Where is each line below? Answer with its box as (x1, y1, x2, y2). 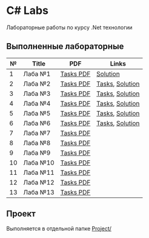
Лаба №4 (23, 99, 51, 107)
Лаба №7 (23, 129, 51, 137)
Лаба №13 (23, 188, 55, 196)
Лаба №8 (23, 138, 51, 147)
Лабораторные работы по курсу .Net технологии (6, 24, 133, 31)
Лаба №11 (23, 168, 55, 177)
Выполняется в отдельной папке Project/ (6, 225, 112, 232)
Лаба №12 (23, 178, 55, 186)
